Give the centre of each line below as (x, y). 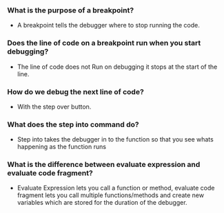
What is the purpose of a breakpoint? (71, 10)
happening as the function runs (62, 147)
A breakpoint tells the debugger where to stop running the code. (108, 25)
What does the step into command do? (73, 124)
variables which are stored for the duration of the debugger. (102, 203)
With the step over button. (54, 106)
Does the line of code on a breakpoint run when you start (104, 43)
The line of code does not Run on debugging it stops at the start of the (117, 67)
